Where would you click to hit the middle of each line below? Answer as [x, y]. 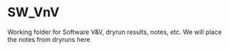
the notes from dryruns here [49, 39]
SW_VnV [34, 12]
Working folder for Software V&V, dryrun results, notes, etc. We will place [115, 32]
